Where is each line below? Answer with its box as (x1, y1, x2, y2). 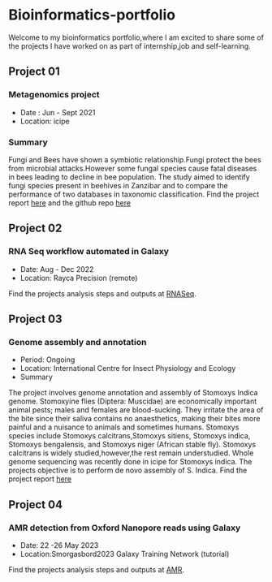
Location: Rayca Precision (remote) (19, 273, 138, 282)
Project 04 (8, 498, 63, 511)
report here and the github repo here (8, 197, 132, 208)
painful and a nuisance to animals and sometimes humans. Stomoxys (8, 422, 240, 432)
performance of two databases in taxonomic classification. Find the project (8, 189, 260, 199)
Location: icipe (19, 116, 71, 126)
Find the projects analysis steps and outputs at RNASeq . (8, 288, 196, 298)
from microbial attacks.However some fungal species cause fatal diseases (8, 163, 257, 173)
